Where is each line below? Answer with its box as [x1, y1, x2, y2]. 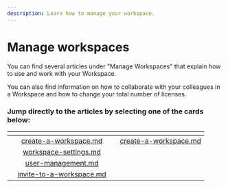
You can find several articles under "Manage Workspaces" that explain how [7, 62, 221, 70]
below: [7, 116, 31, 125]
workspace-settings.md [23, 147, 102, 157]
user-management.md [25, 158, 99, 167]
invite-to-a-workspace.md [17, 169, 106, 178]
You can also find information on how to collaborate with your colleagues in [7, 83, 220, 91]
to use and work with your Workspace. [7, 69, 117, 77]
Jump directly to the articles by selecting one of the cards [7, 107, 204, 116]
